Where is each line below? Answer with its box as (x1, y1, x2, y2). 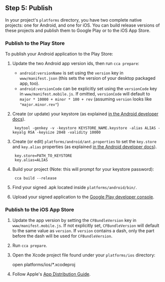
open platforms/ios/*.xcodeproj (12, 262, 75, 268)
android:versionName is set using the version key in (19, 70, 124, 76)
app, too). (19, 81, 39, 87)
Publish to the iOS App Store (5, 206, 74, 213)
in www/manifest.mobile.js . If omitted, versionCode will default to (19, 91, 150, 97)
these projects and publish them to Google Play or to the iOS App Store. (5, 27, 151, 33)
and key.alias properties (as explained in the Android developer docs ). (12, 144, 157, 150)
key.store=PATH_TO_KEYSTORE (14, 154, 72, 158)
